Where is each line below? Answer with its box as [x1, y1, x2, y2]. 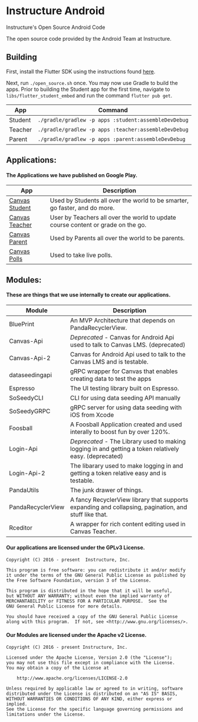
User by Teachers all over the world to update [49, 214, 177, 222]
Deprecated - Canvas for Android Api [70, 333, 174, 341]
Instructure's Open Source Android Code [6, 24, 105, 31]
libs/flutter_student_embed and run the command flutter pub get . [6, 92, 173, 99]
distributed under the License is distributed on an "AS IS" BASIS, [6, 691, 178, 697]
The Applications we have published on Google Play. [6, 171, 137, 178]
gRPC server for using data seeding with [70, 403, 182, 411]
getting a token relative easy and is [70, 469, 167, 477]
